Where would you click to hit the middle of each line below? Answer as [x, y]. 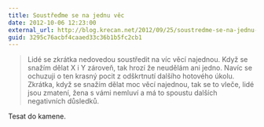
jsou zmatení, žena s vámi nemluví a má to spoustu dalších [122, 93]
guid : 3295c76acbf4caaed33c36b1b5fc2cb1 [75, 37]
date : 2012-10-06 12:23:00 [52, 23]
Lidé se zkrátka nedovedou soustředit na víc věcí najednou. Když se [137, 60]
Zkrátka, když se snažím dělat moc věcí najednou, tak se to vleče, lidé [141, 85]
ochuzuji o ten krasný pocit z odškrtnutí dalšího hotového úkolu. [131, 76]
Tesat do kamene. [37, 116]
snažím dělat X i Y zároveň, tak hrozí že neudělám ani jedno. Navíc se [140, 68]
